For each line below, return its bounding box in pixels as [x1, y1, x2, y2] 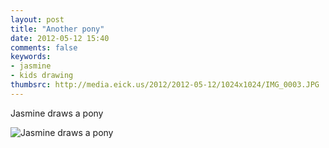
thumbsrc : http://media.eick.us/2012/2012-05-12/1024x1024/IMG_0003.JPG [10, 80, 320, 90]
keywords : [10, 52, 52, 62]
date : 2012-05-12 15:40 [10, 33, 110, 43]
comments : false [10, 42, 78, 53]
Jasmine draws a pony [10, 107, 104, 119]
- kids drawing [10, 71, 74, 81]
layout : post [10, 14, 65, 25]
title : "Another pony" [10, 24, 105, 34]
